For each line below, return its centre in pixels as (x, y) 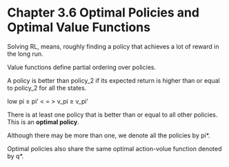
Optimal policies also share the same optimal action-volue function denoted (114, 148)
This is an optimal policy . (43, 121)
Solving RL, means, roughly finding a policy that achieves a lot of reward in (113, 46)
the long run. (25, 54)
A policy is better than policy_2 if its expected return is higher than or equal (113, 80)
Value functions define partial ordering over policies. (82, 67)
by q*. (16, 156)
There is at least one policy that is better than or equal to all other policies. (112, 115)
